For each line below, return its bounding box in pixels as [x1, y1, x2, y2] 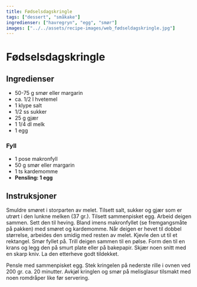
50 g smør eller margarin [14, 161, 75, 169]
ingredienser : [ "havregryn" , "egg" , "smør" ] [6, 19, 117, 25]
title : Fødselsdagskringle [6, 8, 73, 15]
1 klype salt [14, 102, 42, 109]
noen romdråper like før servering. [6, 275, 90, 282]
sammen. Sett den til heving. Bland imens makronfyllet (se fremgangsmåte [6, 219, 188, 226]
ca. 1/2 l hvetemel [14, 95, 58, 103]
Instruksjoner [6, 191, 57, 201]
